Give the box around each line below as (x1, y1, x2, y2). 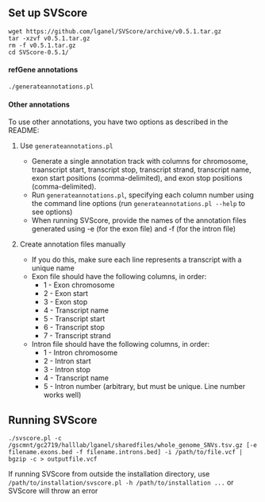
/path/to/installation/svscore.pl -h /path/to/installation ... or (8, 477, 234, 488)
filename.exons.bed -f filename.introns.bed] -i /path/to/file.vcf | (8, 449, 244, 457)
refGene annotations (8, 65, 79, 75)
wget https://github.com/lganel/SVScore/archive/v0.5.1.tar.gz (8, 27, 222, 35)
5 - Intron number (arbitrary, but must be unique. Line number (43, 382, 246, 391)
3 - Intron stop (43, 365, 91, 375)
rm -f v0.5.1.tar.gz (8, 41, 77, 49)
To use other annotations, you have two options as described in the (8, 117, 229, 126)
